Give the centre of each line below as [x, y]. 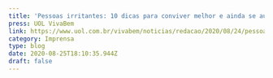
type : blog [27, 46]
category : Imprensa [41, 39]
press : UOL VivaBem [41, 24]
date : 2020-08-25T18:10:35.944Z [63, 54]
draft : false [30, 62]
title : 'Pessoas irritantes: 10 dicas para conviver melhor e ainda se [132, 16]
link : [17, 31]
